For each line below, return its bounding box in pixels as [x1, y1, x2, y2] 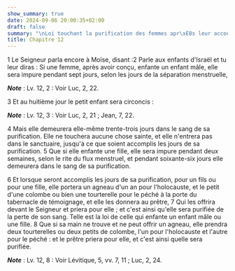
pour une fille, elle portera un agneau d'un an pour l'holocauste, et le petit [7, 183, 220, 191]
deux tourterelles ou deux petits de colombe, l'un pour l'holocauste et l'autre [7, 228, 228, 236]
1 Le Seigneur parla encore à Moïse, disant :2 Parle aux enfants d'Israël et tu [7, 55, 227, 64]
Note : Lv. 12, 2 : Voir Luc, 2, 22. [7, 84, 99, 92]
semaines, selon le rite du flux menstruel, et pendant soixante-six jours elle [7, 155, 224, 163]
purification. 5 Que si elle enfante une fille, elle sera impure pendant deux [7, 147, 219, 155]
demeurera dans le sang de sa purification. [7, 162, 131, 170]
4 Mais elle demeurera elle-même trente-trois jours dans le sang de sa [7, 125, 211, 133]
